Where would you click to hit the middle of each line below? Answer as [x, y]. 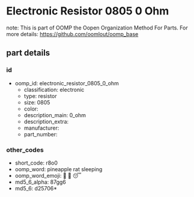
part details [28, 53]
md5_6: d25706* [36, 188]
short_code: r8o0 [36, 163]
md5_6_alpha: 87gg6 [40, 182]
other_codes [25, 150]
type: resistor [40, 96]
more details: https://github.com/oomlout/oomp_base [72, 34]
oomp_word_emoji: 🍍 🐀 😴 [48, 175]
